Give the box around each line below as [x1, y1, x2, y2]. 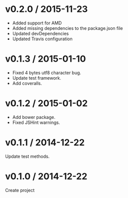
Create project [5, 187, 35, 193]
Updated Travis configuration [12, 36, 73, 42]
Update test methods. [5, 153, 50, 159]
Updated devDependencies [12, 30, 69, 36]
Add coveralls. [12, 80, 42, 86]
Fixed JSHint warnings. [12, 119, 60, 125]
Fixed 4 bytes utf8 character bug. [12, 70, 81, 76]
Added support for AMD [12, 20, 62, 26]
